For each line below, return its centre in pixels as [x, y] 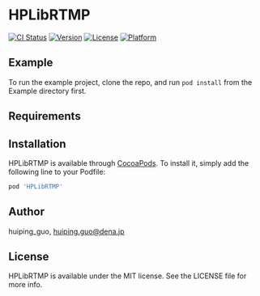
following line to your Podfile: [57, 171]
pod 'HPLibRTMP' [36, 186]
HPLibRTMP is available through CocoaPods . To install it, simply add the [129, 163]
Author [26, 212]
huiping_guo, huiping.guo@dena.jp [66, 231]
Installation [37, 144]
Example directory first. [47, 91]
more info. [26, 285]
